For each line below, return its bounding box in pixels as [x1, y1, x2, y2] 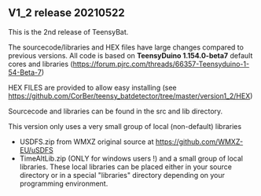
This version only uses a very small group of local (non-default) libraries [8, 121, 242, 131]
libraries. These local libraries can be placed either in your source [19, 161, 232, 172]
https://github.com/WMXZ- [155, 137, 244, 146]
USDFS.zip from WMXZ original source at [19, 137, 155, 146]
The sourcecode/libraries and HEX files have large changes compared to [8, 43, 244, 52]
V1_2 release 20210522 [8, 6, 126, 20]
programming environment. [19, 179, 108, 188]
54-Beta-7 [8, 67, 42, 77]
